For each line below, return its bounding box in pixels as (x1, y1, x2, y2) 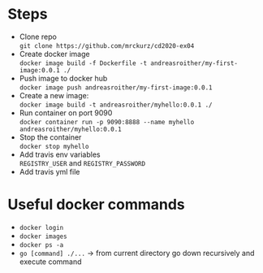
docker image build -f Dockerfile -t (19, 58, 148, 67)
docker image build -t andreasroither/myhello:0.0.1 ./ (19, 101, 213, 109)
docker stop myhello (19, 142, 89, 150)
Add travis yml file (19, 167, 80, 176)
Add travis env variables (19, 149, 101, 159)
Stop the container (19, 132, 82, 142)
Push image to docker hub (19, 73, 108, 83)
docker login (19, 223, 64, 232)
